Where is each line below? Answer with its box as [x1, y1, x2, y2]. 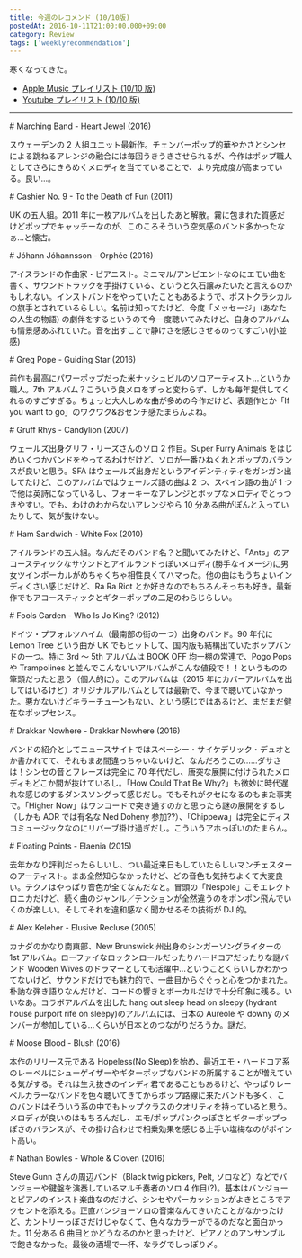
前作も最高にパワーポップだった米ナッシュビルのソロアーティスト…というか [9, 373, 291, 383]
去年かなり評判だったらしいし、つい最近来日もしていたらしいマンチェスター [9, 859, 293, 870]
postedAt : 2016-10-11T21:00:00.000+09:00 [9, 22, 167, 31]
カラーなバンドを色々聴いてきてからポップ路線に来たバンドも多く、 [24, 1090, 278, 1101]
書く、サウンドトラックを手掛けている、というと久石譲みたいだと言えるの [9, 280, 285, 291]
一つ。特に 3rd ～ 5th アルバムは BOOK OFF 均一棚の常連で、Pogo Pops [24, 651, 292, 662]
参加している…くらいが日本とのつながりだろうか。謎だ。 [40, 1020, 252, 1030]
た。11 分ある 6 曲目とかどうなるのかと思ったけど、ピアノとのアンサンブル [9, 1227, 286, 1238]
